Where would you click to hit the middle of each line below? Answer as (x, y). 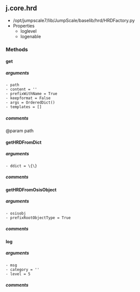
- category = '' (22, 269)
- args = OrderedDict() (30, 103)
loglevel (28, 31)
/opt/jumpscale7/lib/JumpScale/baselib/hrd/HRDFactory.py (74, 20)
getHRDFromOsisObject (31, 189)
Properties (23, 26)
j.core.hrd (21, 8)
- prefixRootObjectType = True (38, 218)
